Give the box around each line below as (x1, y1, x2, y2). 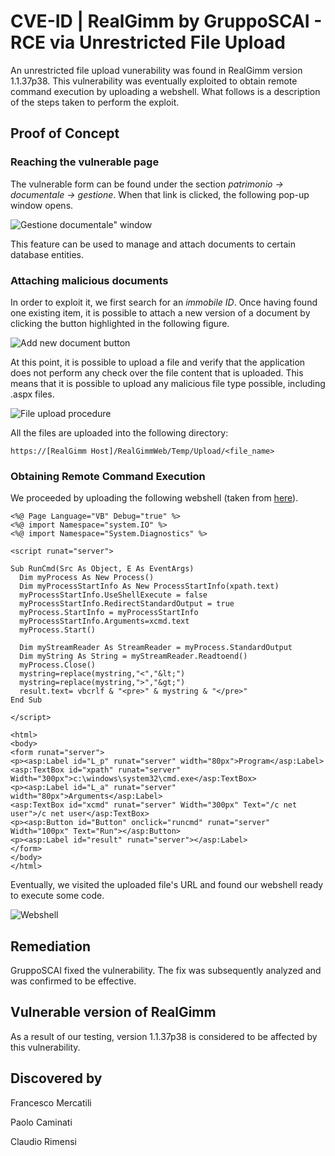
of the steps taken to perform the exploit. (10, 96, 180, 108)
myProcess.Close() (19, 660, 97, 670)
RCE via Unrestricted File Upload (10, 31, 286, 54)
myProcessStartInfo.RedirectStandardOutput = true (19, 599, 235, 609)
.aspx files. (10, 388, 55, 400)
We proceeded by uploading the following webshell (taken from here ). (10, 492, 299, 504)
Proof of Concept (10, 125, 120, 142)
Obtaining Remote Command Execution (10, 469, 206, 483)
